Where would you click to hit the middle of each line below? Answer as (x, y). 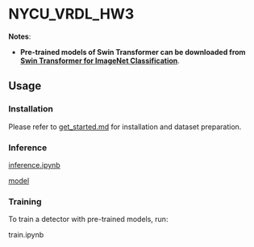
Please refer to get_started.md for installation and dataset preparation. (125, 127)
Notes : (20, 36)
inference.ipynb (34, 165)
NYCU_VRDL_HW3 (71, 14)
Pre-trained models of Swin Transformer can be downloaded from (133, 52)
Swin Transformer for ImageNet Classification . (100, 61)
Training (25, 201)
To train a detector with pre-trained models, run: (88, 220)
